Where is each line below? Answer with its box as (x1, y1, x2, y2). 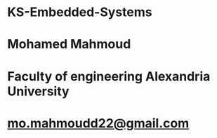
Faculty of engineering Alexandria (7, 68, 211, 84)
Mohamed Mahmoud (7, 36, 131, 53)
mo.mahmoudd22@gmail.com (7, 115, 190, 131)
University (7, 83, 70, 99)
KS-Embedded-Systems (7, 4, 152, 20)
